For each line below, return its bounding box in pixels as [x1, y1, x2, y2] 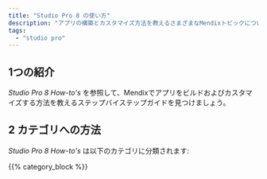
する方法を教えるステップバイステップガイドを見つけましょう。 [21, 98, 230, 107]
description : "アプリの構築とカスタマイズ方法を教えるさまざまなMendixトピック [8, 19, 245, 27]
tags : [8, 26, 26, 34]
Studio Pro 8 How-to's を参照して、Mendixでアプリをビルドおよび [8, 88, 225, 98]
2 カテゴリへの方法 [8, 123, 102, 137]
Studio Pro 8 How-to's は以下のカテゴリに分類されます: [8, 146, 189, 155]
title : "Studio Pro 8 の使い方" [8, 11, 111, 20]
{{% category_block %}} [8, 161, 88, 171]
